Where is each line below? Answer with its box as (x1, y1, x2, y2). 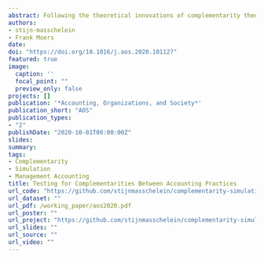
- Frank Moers (8, 33, 55, 42)
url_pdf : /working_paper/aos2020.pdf (8, 201, 132, 209)
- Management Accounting (8, 172, 90, 181)
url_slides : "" (8, 223, 58, 232)
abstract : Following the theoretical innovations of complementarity (8, 11, 241, 20)
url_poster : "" (8, 209, 58, 217)
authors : (8, 19, 37, 27)
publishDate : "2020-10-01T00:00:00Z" (8, 128, 132, 136)
